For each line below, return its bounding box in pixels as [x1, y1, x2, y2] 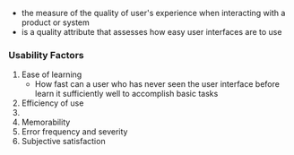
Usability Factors [8, 48, 84, 61]
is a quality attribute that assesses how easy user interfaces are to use [21, 27, 282, 37]
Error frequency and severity [21, 126, 128, 137]
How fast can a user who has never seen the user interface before [34, 79, 280, 90]
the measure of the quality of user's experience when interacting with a [21, 8, 286, 18]
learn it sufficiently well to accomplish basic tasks [34, 89, 219, 99]
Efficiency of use [21, 98, 84, 108]
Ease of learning [21, 69, 82, 80]
